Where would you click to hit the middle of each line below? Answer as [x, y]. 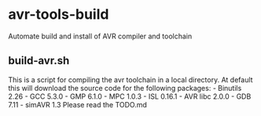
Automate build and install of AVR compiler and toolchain [100, 36]
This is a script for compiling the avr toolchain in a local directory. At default [130, 79]
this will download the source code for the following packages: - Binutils [125, 88]
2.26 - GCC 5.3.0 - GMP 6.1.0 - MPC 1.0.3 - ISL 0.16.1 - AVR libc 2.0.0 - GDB [130, 96]
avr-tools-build [59, 14]
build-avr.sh [39, 61]
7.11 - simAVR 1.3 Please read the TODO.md [78, 104]
